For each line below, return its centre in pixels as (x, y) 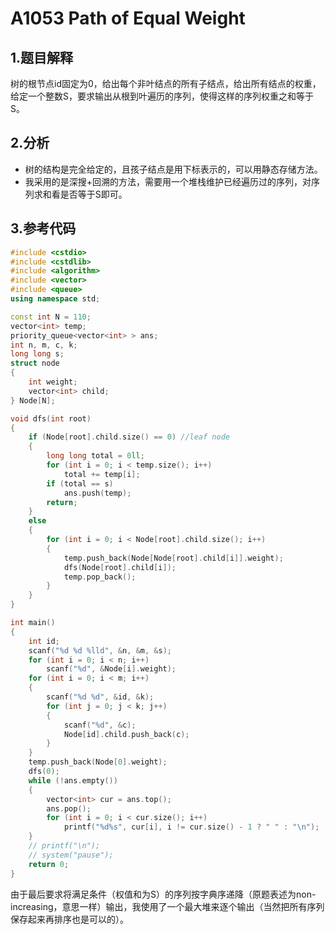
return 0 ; (49, 864)
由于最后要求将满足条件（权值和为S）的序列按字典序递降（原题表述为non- (163, 894)
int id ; (44, 641)
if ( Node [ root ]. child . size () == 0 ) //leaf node (129, 437)
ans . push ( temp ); (97, 493)
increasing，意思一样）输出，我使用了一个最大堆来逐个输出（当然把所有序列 (167, 906)
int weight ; (53, 382)
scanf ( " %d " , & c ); (100, 725)
